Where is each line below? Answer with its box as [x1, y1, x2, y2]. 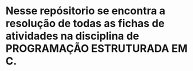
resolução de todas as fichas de [5, 17, 165, 30]
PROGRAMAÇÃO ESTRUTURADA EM [5, 42, 188, 56]
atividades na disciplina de [5, 30, 139, 43]
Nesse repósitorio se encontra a [5, 4, 166, 18]
